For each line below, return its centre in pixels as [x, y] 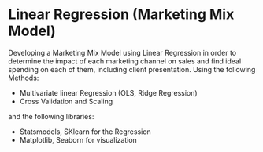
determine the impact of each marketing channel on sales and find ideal [125, 61]
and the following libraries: [51, 116]
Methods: [24, 78]
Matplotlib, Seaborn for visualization [78, 139]
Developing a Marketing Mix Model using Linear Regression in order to [122, 52]
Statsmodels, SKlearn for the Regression [85, 132]
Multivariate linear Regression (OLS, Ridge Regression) [109, 92]
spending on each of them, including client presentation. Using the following [132, 69]
